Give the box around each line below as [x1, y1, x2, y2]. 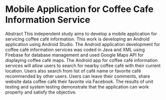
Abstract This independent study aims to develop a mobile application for [5, 30, 157, 36]
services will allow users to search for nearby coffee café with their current [5, 62, 161, 68]
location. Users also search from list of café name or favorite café [5, 67, 141, 73]
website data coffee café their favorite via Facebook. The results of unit [5, 78, 153, 84]
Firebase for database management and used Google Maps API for [5, 51, 144, 58]
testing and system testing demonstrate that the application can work [5, 83, 149, 89]
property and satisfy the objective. [5, 89, 77, 95]
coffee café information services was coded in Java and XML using [5, 46, 145, 52]
